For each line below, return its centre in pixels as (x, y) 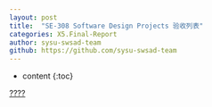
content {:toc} (48, 76)
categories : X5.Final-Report (63, 34)
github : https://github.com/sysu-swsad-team (93, 51)
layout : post (33, 17)
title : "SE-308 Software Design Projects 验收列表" (106, 26)
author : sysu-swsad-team (55, 42)
